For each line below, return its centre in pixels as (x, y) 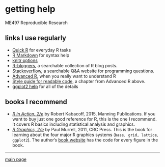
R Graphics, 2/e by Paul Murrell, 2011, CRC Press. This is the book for (82, 129)
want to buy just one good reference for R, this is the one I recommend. (84, 119)
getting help (30, 9)
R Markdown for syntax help (41, 55)
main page (16, 159)
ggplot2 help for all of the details (45, 86)
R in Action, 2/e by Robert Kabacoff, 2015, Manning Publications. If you (84, 113)
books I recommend (36, 102)
